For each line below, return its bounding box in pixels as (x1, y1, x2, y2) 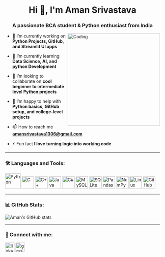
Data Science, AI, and (12, 59, 57, 64)
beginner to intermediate (12, 84, 65, 90)
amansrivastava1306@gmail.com (12, 131, 82, 137)
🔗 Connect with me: (5, 231, 53, 238)
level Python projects (12, 89, 57, 95)
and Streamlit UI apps (12, 44, 57, 50)
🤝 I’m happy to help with (12, 98, 61, 104)
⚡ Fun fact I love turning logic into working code (12, 141, 111, 147)
